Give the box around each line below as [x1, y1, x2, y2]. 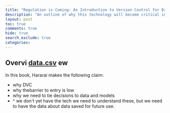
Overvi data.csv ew [5, 59, 68, 67]
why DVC [12, 81, 32, 88]
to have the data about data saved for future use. [12, 103, 115, 109]
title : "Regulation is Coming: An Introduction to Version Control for [5, 7, 159, 13]
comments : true [5, 26, 37, 31]
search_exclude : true [5, 36, 51, 41]
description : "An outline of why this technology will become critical [5, 12, 159, 17]
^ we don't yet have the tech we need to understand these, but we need [12, 97, 163, 103]
